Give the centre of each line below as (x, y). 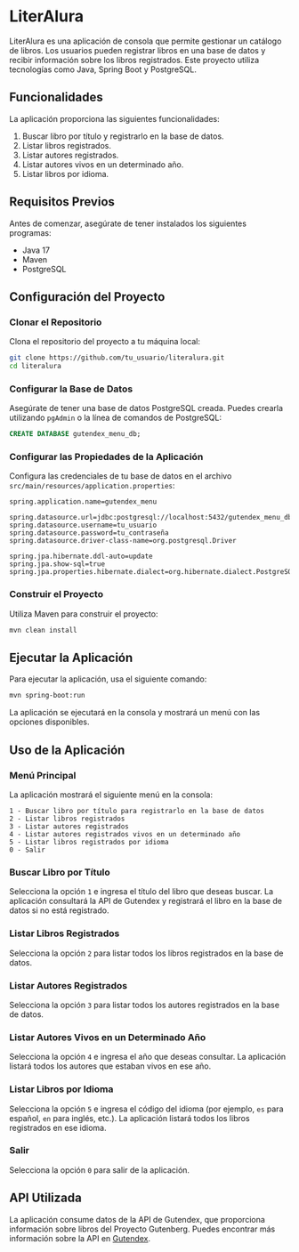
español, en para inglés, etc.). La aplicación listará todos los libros (130, 1118)
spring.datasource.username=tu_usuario (83, 525)
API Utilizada (45, 1198)
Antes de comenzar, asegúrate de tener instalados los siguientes (128, 223)
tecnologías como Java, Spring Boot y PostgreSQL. (103, 69)
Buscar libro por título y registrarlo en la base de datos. (123, 136)
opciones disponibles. (50, 722)
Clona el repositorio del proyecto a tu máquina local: (105, 342)
